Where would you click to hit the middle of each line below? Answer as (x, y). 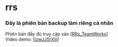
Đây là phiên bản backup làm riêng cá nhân (59, 23)
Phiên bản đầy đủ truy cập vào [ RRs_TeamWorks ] (56, 34)
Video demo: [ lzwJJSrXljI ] (32, 39)
